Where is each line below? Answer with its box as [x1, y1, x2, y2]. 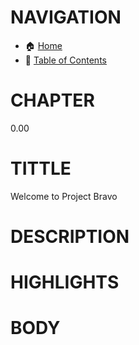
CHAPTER [10, 89, 95, 112]
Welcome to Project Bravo [10, 190, 118, 202]
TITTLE [10, 157, 72, 180]
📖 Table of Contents [24, 54, 107, 66]
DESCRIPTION [10, 226, 130, 248]
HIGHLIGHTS [10, 271, 120, 294]
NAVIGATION [10, 6, 122, 29]
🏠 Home [24, 39, 63, 51]
